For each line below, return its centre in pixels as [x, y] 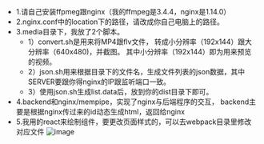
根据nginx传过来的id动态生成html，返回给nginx [108, 112]
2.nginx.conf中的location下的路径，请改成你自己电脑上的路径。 [120, 22]
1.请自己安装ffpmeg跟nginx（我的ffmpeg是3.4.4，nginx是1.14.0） [123, 12]
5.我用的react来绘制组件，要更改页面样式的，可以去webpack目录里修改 [134, 122]
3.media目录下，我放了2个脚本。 [70, 32]
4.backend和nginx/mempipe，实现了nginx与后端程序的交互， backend [132, 102]
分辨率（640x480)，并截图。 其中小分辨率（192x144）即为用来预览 [140, 52]
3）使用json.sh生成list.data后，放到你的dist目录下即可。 [120, 92]
